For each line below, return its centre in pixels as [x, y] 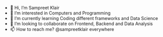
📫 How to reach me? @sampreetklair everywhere [62, 29]
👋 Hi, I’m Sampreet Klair [35, 8]
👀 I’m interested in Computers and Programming [60, 13]
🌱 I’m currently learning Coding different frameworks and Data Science [84, 18]
